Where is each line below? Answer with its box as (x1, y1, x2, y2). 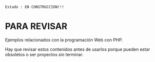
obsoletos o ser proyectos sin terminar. (5, 51, 84, 57)
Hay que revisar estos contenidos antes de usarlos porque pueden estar (5, 46, 150, 52)
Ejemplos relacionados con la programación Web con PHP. (5, 37, 123, 42)
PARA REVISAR (5, 21, 68, 32)
